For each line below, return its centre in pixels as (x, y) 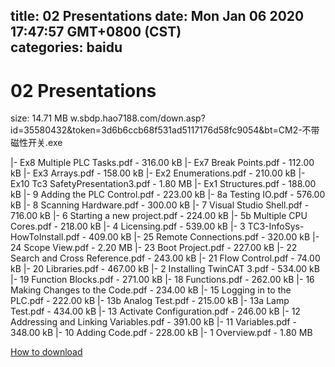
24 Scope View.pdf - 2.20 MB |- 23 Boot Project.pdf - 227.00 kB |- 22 (154, 248)
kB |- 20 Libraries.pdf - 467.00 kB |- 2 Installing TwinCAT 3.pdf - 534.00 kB (165, 269)
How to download (46, 352)
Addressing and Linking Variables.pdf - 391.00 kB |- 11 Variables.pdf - (153, 322)
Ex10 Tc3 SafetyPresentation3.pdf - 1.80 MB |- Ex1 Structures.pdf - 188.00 (163, 184)
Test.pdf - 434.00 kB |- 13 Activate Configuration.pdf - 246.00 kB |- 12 (155, 311)
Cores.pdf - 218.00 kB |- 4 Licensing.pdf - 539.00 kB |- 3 (128, 226)
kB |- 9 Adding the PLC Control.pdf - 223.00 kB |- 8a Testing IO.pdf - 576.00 (168, 195)
